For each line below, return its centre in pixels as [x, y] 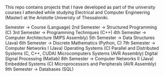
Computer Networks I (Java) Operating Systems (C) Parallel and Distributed [82, 48]
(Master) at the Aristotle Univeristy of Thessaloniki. [57, 18]
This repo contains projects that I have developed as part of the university [80, 7]
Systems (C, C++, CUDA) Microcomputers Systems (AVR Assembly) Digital [82, 53]
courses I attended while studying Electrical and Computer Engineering [78, 12]
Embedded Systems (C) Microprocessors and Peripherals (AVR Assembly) [81, 64]
